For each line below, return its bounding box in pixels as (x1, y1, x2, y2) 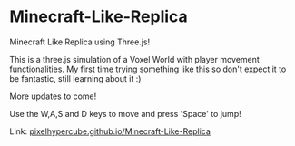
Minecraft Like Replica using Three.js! (9, 36, 151, 47)
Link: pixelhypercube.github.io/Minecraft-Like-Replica (9, 125, 211, 137)
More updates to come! (9, 91, 97, 102)
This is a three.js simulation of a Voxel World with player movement (9, 54, 261, 64)
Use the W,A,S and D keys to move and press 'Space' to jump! (9, 108, 242, 119)
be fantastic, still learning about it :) (9, 73, 142, 83)
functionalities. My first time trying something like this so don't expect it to (9, 63, 287, 74)
